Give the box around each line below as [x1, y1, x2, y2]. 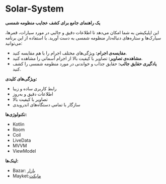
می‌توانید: [5, 40, 23, 46]
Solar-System [5, 3, 64, 15]
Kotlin [12, 121, 25, 127]
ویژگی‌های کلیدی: [5, 76, 38, 82]
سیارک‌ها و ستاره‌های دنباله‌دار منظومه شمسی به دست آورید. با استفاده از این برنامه [5, 35, 161, 41]
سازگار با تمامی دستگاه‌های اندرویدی [12, 101, 80, 107]
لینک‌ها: [5, 157, 19, 164]
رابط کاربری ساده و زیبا [12, 85, 57, 91]
